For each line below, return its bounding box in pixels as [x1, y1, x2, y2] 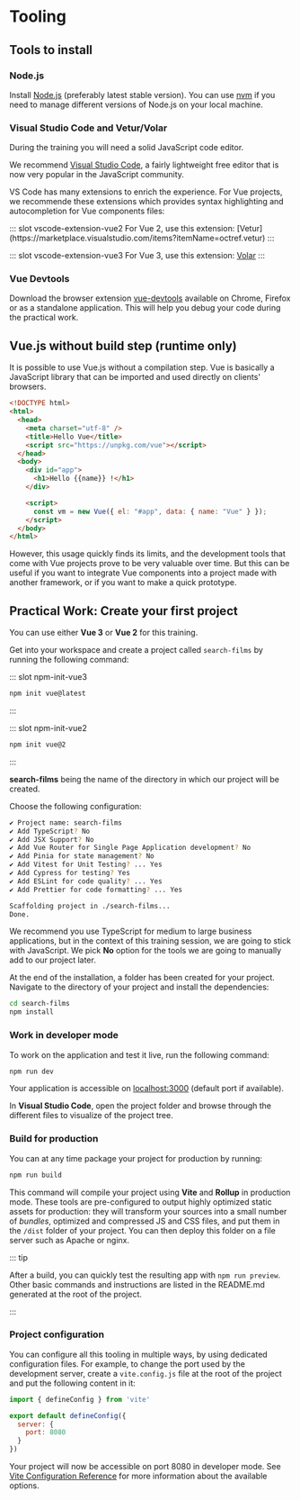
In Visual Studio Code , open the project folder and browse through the [9, 1100, 272, 1111]
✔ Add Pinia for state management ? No [9, 852, 154, 861]
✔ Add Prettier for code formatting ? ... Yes [9, 885, 182, 894]
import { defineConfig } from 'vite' [9, 1395, 151, 1404]
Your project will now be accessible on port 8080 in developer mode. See [9, 1461, 281, 1472]
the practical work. [9, 312, 79, 323]
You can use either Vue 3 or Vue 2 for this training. [9, 628, 199, 638]
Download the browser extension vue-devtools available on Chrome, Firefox [9, 293, 291, 303]
